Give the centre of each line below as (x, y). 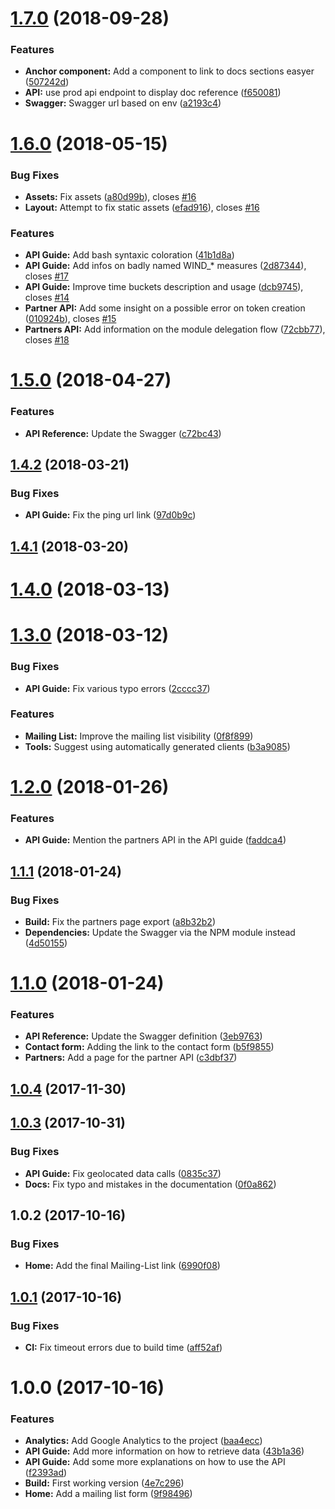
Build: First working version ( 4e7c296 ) (104, 1483)
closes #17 (46, 276)
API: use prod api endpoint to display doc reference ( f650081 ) (153, 93)
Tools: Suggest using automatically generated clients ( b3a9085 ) (157, 746)
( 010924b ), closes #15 (70, 319)
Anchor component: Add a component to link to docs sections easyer (169, 71)
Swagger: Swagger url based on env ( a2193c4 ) (123, 103)
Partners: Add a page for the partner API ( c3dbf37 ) (131, 1058)
